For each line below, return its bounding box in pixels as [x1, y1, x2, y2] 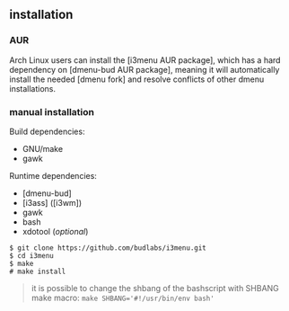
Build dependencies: [9, 126, 85, 137]
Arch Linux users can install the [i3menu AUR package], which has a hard [9, 54, 281, 66]
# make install [9, 267, 66, 276]
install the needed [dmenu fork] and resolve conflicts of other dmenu [9, 74, 265, 84]
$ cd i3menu [9, 251, 54, 260]
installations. [9, 83, 57, 93]
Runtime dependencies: [9, 170, 97, 181]
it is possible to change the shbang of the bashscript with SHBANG [31, 282, 280, 293]
